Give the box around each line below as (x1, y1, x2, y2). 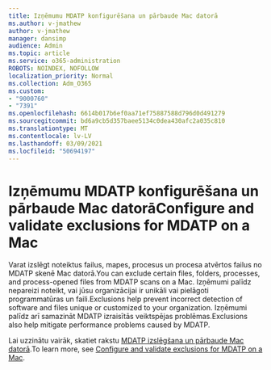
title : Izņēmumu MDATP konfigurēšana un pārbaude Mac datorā (8, 11, 219, 20)
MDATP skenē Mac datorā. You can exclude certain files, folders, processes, (8, 268, 261, 279)
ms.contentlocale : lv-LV (8, 132, 92, 140)
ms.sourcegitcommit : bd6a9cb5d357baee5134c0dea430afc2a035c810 (8, 117, 226, 125)
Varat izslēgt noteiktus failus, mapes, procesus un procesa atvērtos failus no (8, 260, 262, 270)
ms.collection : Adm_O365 (8, 79, 92, 87)
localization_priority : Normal (8, 72, 114, 80)
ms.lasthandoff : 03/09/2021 (8, 139, 103, 148)
